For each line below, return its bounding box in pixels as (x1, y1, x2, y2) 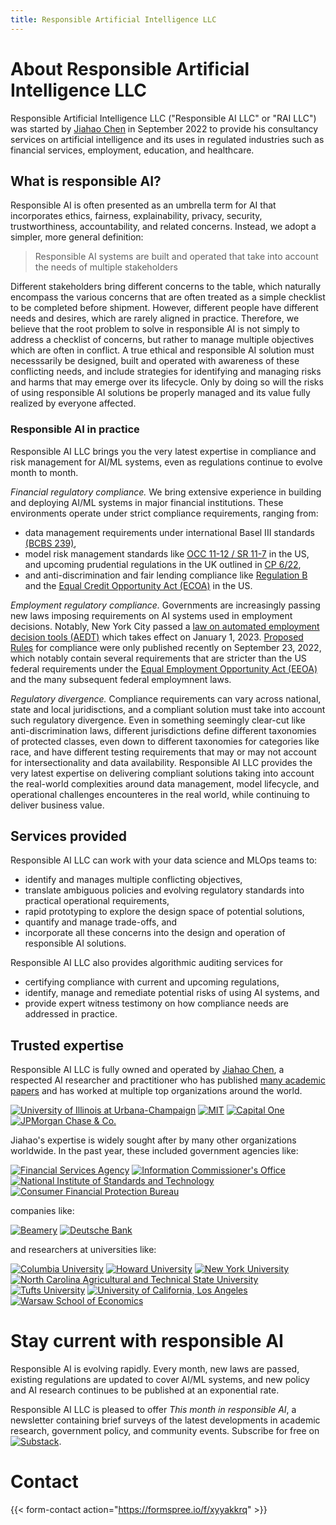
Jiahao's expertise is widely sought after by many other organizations (10, 1134, 297, 1146)
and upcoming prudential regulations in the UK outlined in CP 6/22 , (24, 558, 302, 570)
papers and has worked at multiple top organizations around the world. (10, 1085, 303, 1097)
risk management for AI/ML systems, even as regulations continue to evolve (10, 456, 323, 468)
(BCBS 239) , (24, 537, 77, 549)
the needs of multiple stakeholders (34, 261, 178, 273)
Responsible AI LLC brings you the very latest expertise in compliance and (10, 445, 317, 457)
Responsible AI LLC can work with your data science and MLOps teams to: (10, 854, 318, 866)
